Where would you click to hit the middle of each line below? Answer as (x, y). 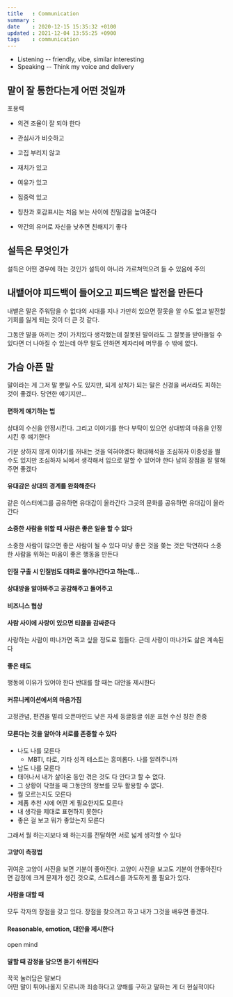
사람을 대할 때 (25, 895)
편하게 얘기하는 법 (31, 410)
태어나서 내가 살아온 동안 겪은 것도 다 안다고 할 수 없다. (91, 776)
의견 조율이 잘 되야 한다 (49, 123)
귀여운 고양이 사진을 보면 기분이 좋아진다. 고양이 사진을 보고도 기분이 (100, 869)
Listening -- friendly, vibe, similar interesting (81, 59)
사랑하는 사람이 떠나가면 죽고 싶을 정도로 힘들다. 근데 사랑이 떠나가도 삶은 (106, 639)
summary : (22, 20)
